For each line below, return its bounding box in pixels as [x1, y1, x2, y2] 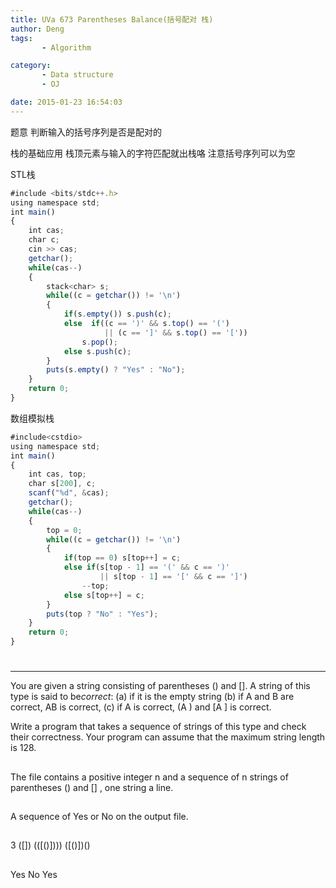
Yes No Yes [10, 868, 58, 880]
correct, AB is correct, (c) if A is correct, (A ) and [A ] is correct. [10, 701, 272, 713]
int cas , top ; [28, 469, 87, 480]
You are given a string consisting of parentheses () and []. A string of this [10, 680, 311, 692]
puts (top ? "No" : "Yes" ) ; [46, 609, 159, 619]
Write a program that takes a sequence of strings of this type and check [10, 721, 307, 733]
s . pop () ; [81, 337, 118, 347]
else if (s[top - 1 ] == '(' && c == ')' [63, 562, 230, 573]
